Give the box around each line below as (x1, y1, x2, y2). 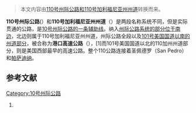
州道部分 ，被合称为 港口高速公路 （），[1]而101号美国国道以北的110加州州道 (6, 40, 183, 47)
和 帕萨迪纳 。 (6, 55, 37, 61)
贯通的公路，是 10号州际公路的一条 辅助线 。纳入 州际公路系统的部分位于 (6, 26, 176, 32)
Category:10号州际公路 (6, 90, 61, 97)
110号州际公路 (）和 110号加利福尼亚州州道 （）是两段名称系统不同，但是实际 (6, 18, 188, 25)
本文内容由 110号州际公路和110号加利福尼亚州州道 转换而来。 (20, 6, 164, 12)
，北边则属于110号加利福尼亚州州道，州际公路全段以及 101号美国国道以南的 (11, 33, 190, 40)
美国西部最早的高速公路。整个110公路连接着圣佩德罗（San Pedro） (26, 47, 187, 54)
